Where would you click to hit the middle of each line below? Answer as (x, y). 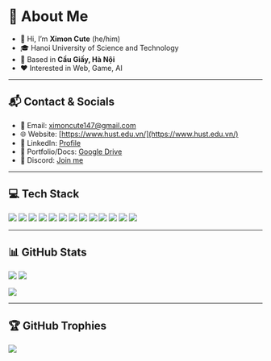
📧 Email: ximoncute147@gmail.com (78, 125)
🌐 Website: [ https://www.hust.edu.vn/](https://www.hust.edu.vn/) (129, 134)
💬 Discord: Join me (52, 160)
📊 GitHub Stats (48, 252)
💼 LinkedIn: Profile (50, 143)
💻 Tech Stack (44, 194)
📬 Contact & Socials (62, 102)
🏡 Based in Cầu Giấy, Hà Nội (67, 59)
